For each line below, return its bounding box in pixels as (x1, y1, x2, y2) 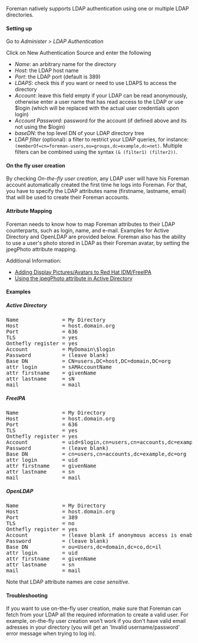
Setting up (6, 25, 32, 32)
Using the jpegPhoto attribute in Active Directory (14, 274, 133, 282)
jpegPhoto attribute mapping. (6, 245, 77, 252)
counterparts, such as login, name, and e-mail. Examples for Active (6, 227, 170, 234)
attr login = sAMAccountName (6, 364, 112, 370)
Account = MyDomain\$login (6, 346, 115, 353)
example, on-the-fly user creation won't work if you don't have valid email (6, 618, 186, 625)
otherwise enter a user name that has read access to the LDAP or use (14, 99, 184, 106)
